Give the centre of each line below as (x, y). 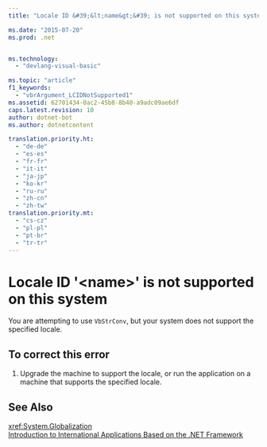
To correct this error (59, 354)
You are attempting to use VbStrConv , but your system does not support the (131, 321)
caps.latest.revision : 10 (51, 110)
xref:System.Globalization (50, 426)
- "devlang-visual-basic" (58, 66)
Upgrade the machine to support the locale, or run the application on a (135, 374)
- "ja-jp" (31, 176)
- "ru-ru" (31, 191)
